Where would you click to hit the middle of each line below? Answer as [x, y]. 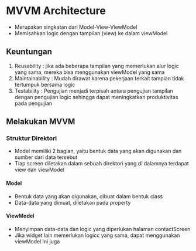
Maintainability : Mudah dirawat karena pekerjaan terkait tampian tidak [99, 78]
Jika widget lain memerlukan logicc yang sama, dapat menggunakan [97, 235]
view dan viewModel [39, 170]
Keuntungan [29, 52]
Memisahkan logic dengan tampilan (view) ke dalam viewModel [91, 33]
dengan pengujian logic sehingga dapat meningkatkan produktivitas [96, 97]
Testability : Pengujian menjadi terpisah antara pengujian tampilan [94, 91]
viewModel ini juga [37, 241]
